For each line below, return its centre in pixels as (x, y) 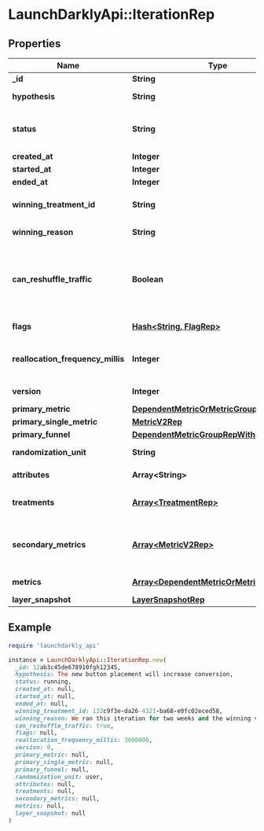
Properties (35, 44)
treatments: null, (46, 792)
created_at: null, (46, 689)
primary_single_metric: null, (64, 762)
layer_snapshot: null (51, 814)
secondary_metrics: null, (58, 799)
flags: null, (37, 733)
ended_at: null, (42, 704)
